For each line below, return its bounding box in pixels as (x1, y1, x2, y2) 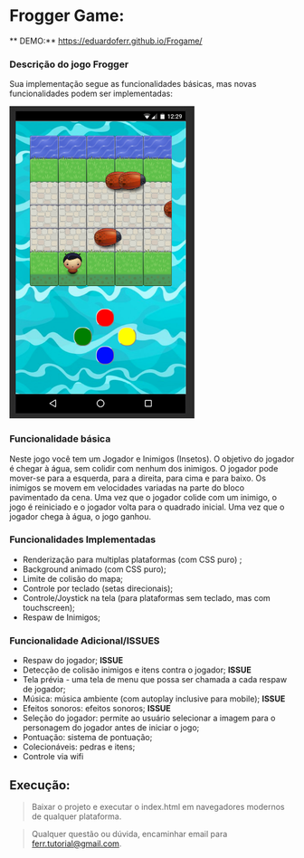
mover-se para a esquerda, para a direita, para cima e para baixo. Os (9, 472, 267, 483)
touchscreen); (22, 602, 75, 613)
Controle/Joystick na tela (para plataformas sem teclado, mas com (22, 592, 271, 603)
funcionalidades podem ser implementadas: (9, 88, 174, 100)
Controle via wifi (22, 751, 84, 762)
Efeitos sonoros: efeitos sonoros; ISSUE (22, 703, 172, 714)
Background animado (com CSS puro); (22, 563, 166, 575)
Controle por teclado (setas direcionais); (22, 583, 174, 594)
